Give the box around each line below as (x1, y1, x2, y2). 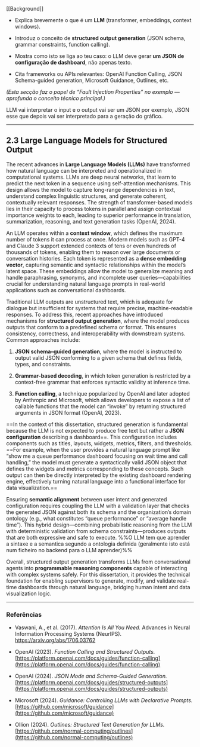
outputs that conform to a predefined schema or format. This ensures (6, 323, 177, 330)
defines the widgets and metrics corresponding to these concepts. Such (6, 465, 184, 472)
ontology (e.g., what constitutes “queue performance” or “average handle (6, 515, 187, 522)
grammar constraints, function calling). (14, 41, 110, 48)
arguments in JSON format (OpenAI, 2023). (14, 409, 121, 416)
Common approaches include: (6, 336, 80, 343)
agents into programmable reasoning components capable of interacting (6, 564, 187, 571)
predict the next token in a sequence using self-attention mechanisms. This (6, 179, 191, 187)
